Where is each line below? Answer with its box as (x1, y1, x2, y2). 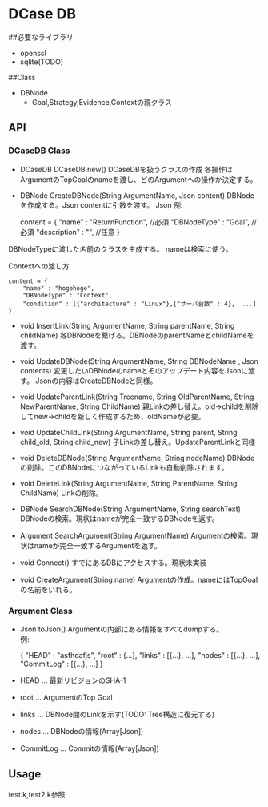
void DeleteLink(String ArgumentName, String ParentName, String (19, 478, 238, 488)
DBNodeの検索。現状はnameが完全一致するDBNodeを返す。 (19, 514, 219, 523)
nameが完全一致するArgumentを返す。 (34, 540, 162, 550)
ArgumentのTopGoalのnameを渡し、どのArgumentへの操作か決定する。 (19, 174, 258, 184)
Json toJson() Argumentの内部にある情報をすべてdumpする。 (19, 624, 224, 634)
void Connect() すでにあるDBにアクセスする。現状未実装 (19, 558, 207, 567)
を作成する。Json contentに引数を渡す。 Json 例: (19, 200, 183, 209)
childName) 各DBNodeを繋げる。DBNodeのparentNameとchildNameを (19, 330, 254, 340)
